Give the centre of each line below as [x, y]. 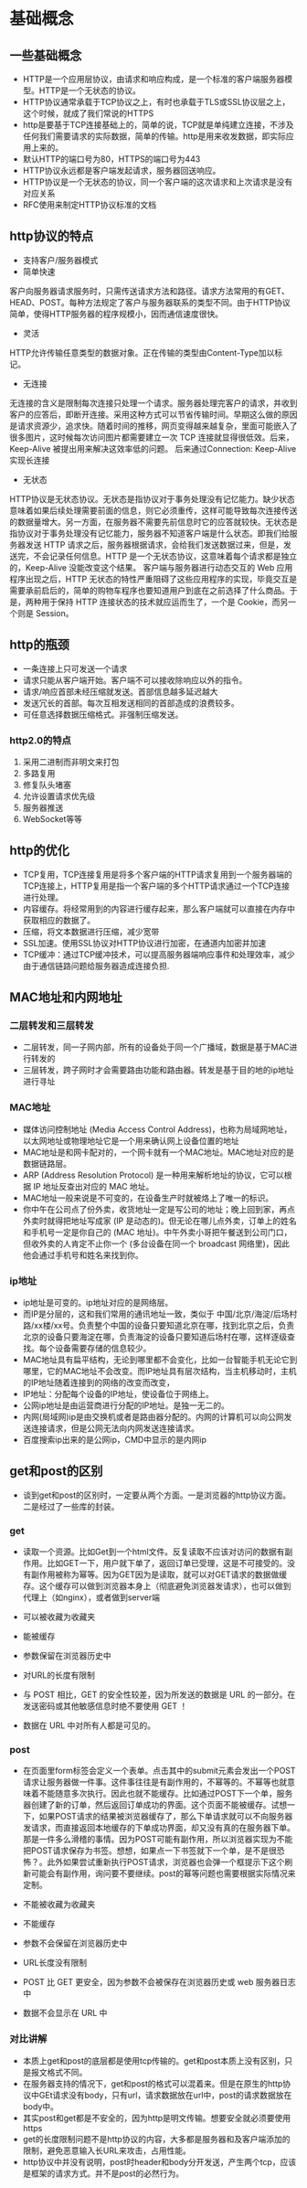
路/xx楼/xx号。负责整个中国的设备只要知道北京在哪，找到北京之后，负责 [159, 1326]
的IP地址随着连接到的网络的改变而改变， [99, 1382]
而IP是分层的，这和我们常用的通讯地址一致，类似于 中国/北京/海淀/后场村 [160, 1314]
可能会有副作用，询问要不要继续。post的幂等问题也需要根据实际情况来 [163, 1873]
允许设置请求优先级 [59, 795]
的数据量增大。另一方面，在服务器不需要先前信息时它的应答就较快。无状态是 [153, 521]
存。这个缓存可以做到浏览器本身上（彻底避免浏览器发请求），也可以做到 [157, 1586]
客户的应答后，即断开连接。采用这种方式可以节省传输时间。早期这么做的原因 [153, 414]
